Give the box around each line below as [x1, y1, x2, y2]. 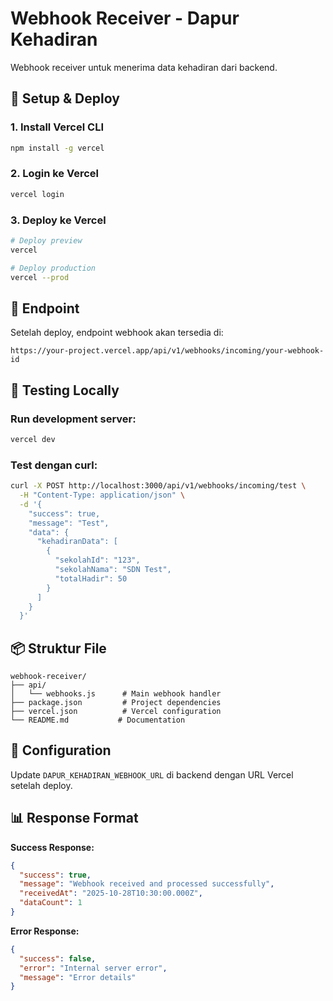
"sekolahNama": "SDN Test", [54, 565, 172, 575]
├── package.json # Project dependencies [10, 698, 222, 708]
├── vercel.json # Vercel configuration [10, 707, 222, 717]
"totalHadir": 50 [54, 573, 128, 584]
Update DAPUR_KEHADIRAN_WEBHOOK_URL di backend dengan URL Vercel [10, 768, 294, 781]
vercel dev [10, 434, 56, 444]
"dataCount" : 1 [19, 898, 83, 908]
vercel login [10, 189, 65, 199]
